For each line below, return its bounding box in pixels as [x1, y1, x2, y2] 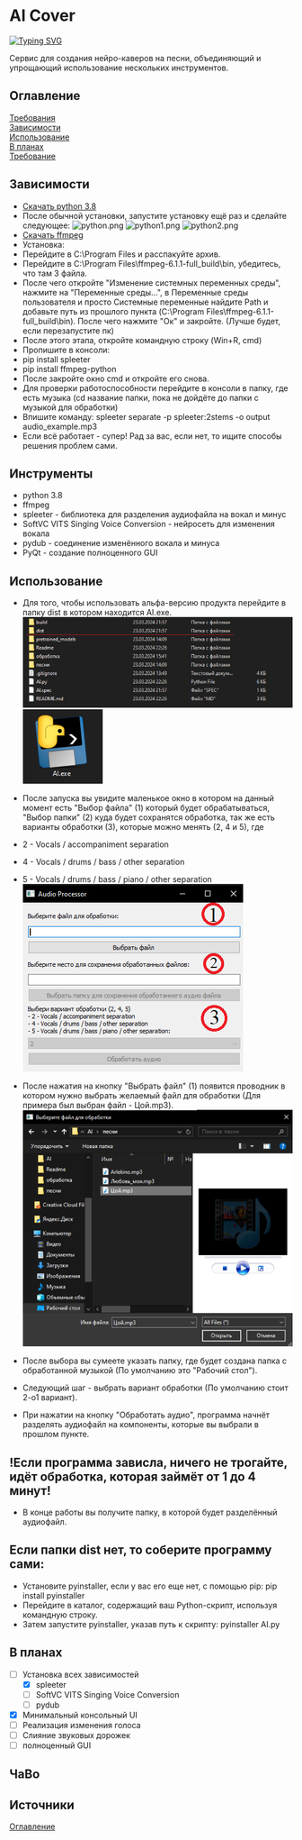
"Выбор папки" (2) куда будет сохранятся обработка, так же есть [22, 812, 276, 823]
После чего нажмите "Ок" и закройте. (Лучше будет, [77, 315, 281, 326]
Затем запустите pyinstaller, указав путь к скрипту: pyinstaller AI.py [22, 1618, 280, 1629]
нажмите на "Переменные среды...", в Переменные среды [22, 287, 249, 297]
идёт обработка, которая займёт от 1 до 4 [9, 1469, 256, 1484]
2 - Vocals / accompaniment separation [22, 839, 169, 850]
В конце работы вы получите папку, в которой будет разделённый [22, 1507, 278, 1517]
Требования [9, 112, 56, 123]
